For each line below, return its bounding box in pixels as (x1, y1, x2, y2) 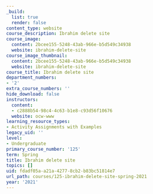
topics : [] (6, 163, 33, 169)
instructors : (6, 96, 39, 102)
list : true (11, 14, 39, 20)
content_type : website (6, 25, 62, 31)
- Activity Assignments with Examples (6, 124, 102, 130)
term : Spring (6, 151, 39, 157)
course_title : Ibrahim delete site (6, 69, 94, 75)
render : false (11, 20, 46, 25)
